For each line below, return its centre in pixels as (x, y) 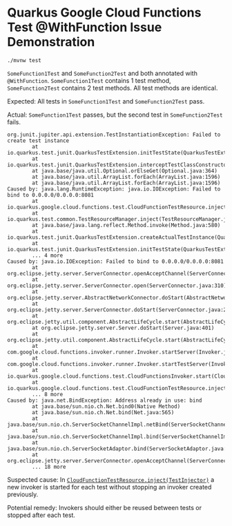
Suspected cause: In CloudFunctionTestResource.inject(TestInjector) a (111, 479)
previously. (23, 494)
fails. (14, 121)
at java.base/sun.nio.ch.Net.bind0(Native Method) (106, 406)
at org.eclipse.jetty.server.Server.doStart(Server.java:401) (123, 328)
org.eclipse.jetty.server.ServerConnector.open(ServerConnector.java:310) (117, 285)
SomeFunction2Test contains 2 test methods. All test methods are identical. (113, 88)
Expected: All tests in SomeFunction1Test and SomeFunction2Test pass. (106, 101)
